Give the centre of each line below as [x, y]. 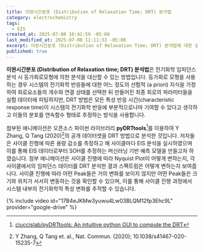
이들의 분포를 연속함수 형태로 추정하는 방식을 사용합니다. [79, 114]
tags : [13, 23]
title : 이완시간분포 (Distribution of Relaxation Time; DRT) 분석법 [89, 12]
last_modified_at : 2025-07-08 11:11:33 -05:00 [66, 40]
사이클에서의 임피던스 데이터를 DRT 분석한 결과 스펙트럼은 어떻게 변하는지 [93, 166]
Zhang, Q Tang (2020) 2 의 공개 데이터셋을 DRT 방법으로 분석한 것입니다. [93, 135]
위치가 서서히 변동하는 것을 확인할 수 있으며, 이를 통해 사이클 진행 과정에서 [105, 181]
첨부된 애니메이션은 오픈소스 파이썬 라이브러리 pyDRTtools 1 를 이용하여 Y [93, 127]
